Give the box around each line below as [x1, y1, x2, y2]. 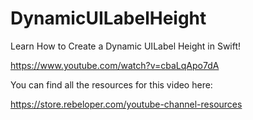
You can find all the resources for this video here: [10, 78, 213, 91]
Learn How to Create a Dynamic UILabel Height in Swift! [10, 40, 242, 52]
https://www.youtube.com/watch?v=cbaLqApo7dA [10, 59, 220, 71]
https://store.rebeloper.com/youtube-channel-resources [10, 98, 243, 110]
